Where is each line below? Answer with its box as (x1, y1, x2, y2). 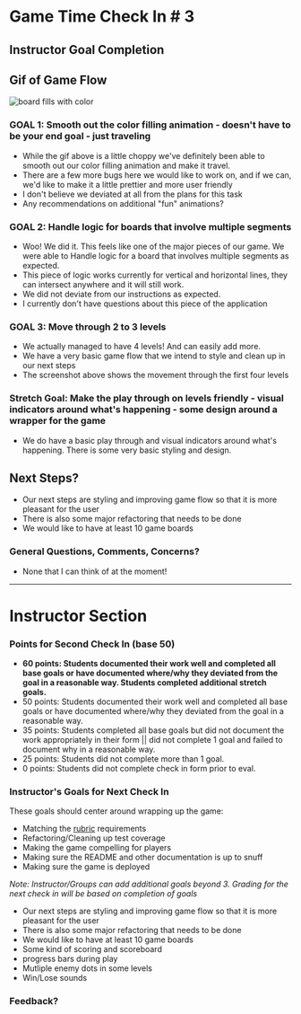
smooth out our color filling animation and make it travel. (21, 160, 231, 171)
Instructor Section (9, 605, 148, 626)
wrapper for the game (9, 415, 106, 428)
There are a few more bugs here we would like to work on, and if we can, (21, 169, 292, 181)
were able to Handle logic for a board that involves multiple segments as (21, 250, 289, 261)
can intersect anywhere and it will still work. (21, 278, 185, 289)
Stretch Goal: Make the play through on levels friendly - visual (9, 392, 285, 405)
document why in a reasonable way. (21, 744, 156, 755)
